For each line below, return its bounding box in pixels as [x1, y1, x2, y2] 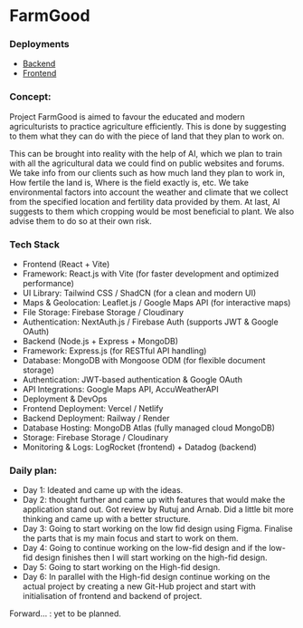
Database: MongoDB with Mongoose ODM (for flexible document [22, 355, 266, 366]
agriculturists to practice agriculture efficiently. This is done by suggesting [9, 121, 287, 131]
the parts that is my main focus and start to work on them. [22, 533, 239, 544]
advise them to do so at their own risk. [9, 215, 152, 227]
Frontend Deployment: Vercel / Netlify [22, 403, 164, 414]
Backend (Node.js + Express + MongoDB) [22, 336, 179, 347]
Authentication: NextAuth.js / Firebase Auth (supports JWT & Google [22, 316, 279, 327]
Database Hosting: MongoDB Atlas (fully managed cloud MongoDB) [22, 422, 276, 433]
